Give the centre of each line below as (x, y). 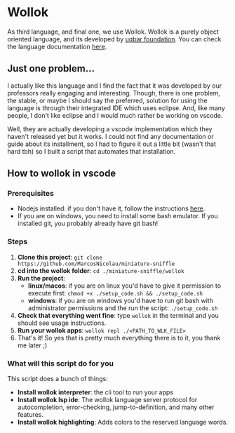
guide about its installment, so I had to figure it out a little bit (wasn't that (112, 144)
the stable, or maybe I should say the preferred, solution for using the (108, 100)
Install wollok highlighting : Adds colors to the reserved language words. (122, 422)
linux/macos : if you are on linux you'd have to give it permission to (125, 286)
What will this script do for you (61, 364)
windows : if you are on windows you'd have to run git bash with (121, 300)
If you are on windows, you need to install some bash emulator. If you (118, 216)
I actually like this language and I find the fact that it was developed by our (115, 86)
